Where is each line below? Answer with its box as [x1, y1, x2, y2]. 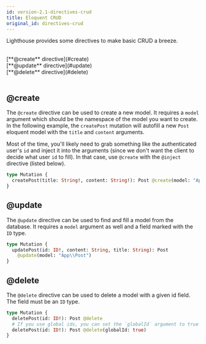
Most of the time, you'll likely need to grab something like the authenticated [6, 140, 197, 148]
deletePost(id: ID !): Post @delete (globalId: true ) [12, 327, 147, 333]
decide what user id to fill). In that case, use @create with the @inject [6, 154, 181, 161]
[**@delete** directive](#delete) [6, 69, 89, 76]
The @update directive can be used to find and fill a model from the [6, 216, 174, 223]
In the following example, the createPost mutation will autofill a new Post [6, 122, 189, 129]
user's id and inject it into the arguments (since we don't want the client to [6, 147, 194, 154]
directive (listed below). [6, 160, 66, 167]
